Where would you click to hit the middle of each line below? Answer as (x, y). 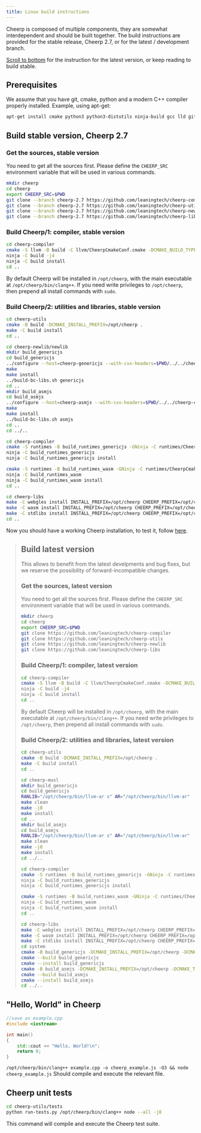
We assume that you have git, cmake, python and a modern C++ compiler (97, 99)
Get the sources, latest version (66, 585)
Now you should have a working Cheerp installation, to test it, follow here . (97, 530)
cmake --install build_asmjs (57, 980)
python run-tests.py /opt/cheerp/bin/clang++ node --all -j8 (84, 1112)
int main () (20, 1034)
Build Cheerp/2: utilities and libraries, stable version (83, 307)
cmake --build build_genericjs (60, 958)
